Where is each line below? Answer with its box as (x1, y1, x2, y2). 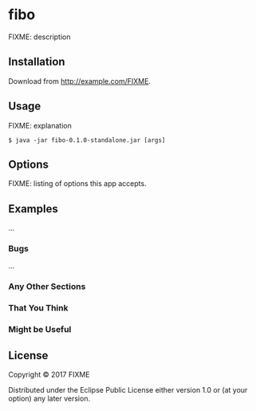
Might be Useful (8, 324, 72, 335)
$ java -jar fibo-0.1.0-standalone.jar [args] (8, 136, 166, 144)
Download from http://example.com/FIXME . (8, 76, 152, 85)
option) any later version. (8, 393, 90, 404)
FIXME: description (8, 32, 71, 41)
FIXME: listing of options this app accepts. (8, 179, 147, 188)
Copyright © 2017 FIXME (8, 370, 90, 380)
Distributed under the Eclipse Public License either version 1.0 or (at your (8, 385, 248, 395)
